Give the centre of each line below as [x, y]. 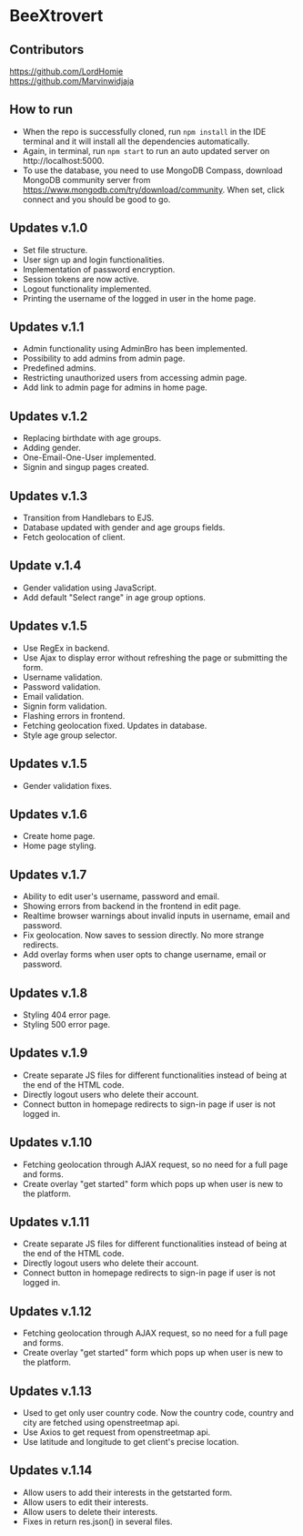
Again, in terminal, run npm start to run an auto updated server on [146, 150]
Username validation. [62, 677]
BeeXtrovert [56, 16]
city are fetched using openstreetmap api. [101, 1423]
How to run [41, 110]
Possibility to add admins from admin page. [104, 358]
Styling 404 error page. [66, 1014]
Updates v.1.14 [51, 1471]
